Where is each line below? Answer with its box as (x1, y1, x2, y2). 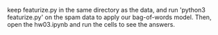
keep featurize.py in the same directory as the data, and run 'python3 (7, 6, 206, 14)
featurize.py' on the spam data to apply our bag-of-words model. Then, (7, 13, 212, 21)
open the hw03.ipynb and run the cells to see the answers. (7, 21, 176, 28)
